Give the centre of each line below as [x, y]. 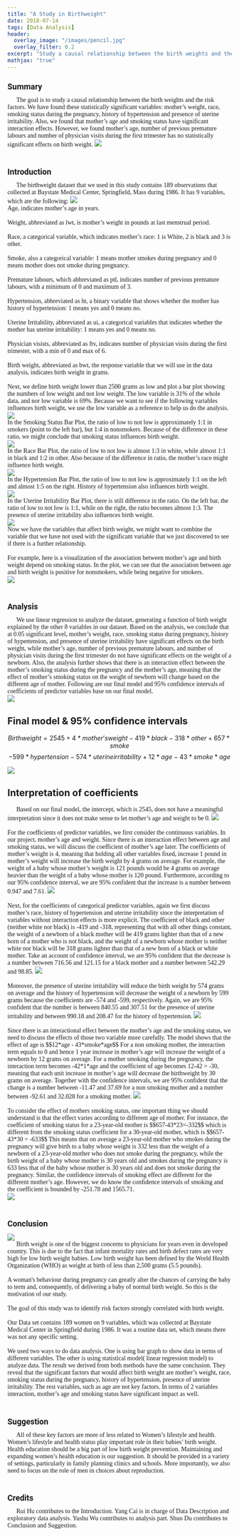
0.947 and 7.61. [27, 891]
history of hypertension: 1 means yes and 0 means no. [74, 309]
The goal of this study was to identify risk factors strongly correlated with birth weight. [116, 1309]
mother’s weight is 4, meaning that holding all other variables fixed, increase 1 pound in [117, 854]
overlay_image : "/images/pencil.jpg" [70, 41]
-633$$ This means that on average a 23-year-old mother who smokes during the [130, 1140]
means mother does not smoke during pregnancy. [68, 266]
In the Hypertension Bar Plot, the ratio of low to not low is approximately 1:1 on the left [117, 480]
